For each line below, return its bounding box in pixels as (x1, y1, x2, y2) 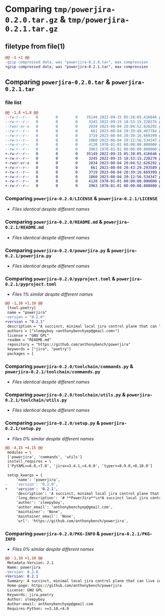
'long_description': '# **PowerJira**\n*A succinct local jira (16, 495, 148, 500)
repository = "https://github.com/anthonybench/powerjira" (7, 342, 131, 347)
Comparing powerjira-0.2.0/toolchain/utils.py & (5, 391, 126, 398)
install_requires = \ (7, 459, 52, 464)
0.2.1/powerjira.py (5, 253, 52, 259)
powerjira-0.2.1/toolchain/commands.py (5, 369, 101, 374)
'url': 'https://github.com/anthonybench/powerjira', (16, 518, 129, 524)
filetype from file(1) (5, 42, 65, 50)
